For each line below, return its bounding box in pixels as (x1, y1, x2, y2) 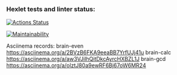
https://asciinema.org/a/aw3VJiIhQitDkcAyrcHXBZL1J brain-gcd (6, 55, 166, 63)
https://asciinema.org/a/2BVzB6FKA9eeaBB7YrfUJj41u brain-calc (6, 49, 172, 56)
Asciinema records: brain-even (6, 42, 84, 50)
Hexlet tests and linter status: (6, 5, 95, 13)
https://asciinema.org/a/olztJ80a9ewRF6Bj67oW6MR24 (6, 62, 147, 69)
